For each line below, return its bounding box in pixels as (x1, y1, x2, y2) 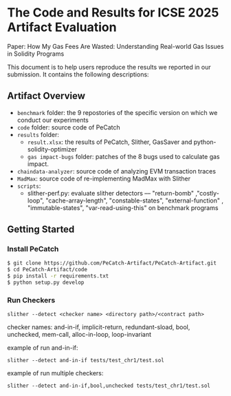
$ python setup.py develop (7, 279, 85, 286)
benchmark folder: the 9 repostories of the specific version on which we (16, 108, 218, 116)
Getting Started (7, 224, 75, 236)
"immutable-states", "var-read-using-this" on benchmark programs (27, 203, 219, 211)
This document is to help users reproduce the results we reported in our (7, 63, 211, 71)
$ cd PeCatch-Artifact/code (7, 267, 88, 273)
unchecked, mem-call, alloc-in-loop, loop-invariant (7, 331, 152, 339)
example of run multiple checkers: (7, 369, 104, 377)
